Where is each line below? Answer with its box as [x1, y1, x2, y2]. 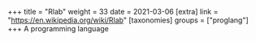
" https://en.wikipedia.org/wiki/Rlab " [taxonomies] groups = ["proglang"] [7, 15, 249, 25]
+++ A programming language [7, 24, 109, 33]
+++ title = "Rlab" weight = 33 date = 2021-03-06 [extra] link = [7, 7, 219, 16]
